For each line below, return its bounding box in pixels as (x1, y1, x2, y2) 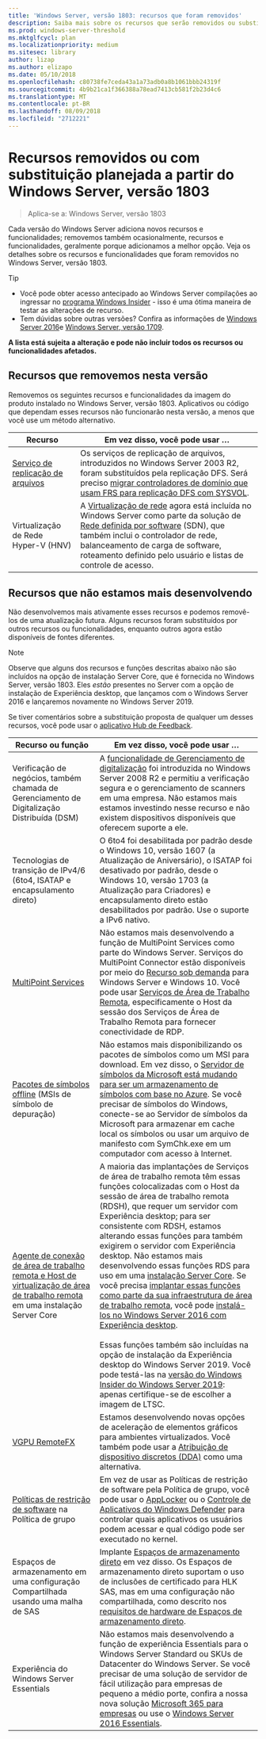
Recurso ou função (15, 740, 89, 751)
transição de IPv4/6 (12, 865, 85, 876)
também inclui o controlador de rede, (80, 529, 218, 541)
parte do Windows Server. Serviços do (99, 947, 244, 958)
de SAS (12, 1606, 40, 1617)
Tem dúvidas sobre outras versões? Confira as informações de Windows (19, 314, 257, 323)
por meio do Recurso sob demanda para (99, 967, 249, 978)
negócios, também (12, 773, 82, 784)
